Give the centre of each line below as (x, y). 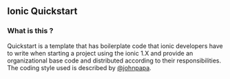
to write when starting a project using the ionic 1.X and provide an (100, 53)
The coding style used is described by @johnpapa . (79, 67)
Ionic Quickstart (42, 11)
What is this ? (30, 31)
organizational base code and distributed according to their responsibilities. (114, 60)
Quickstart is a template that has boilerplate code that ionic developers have (115, 46)
